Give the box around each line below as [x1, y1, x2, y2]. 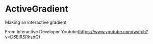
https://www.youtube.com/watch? [79, 29, 148, 34]
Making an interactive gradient [5, 19, 67, 25]
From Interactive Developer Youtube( [5, 29, 80, 34]
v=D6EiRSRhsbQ [5, 34, 39, 40]
